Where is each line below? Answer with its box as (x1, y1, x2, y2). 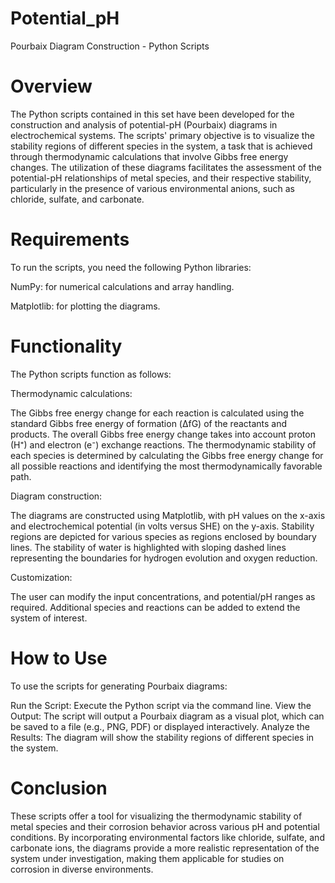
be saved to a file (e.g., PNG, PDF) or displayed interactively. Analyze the (10, 720, 311, 732)
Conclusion (10, 777, 108, 799)
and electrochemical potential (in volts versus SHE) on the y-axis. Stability (10, 520, 315, 532)
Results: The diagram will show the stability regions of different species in (10, 731, 315, 743)
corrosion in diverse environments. (10, 863, 154, 875)
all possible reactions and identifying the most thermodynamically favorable (10, 460, 323, 472)
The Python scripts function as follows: (10, 368, 172, 380)
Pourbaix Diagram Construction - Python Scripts (10, 40, 210, 52)
